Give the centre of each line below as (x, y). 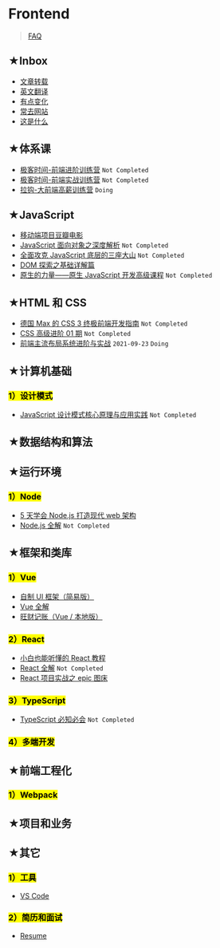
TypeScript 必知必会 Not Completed (77, 720)
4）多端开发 (31, 742)
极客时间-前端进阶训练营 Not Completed (84, 169)
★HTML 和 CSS (48, 303)
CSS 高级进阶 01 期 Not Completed (75, 334)
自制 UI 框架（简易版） (57, 596)
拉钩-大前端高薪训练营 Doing (66, 189)
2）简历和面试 (35, 918)
